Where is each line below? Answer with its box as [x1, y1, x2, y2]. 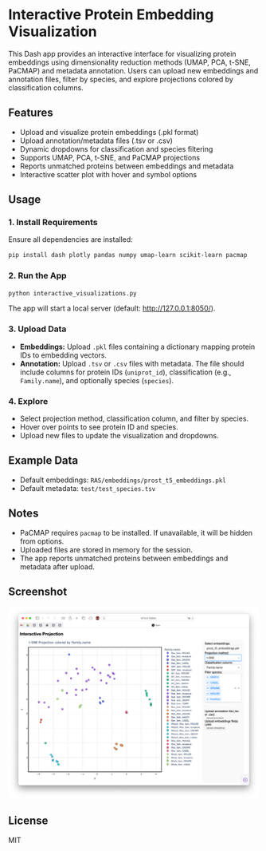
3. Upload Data [8, 323, 67, 334]
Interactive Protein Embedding [8, 6, 214, 24]
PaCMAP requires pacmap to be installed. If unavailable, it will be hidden [19, 528, 253, 537]
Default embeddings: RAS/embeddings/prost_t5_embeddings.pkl [19, 475, 227, 485]
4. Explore [8, 395, 49, 406]
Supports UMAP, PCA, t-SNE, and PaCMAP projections [19, 152, 201, 162]
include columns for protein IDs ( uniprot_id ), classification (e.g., [19, 367, 232, 377]
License [8, 814, 49, 828]
